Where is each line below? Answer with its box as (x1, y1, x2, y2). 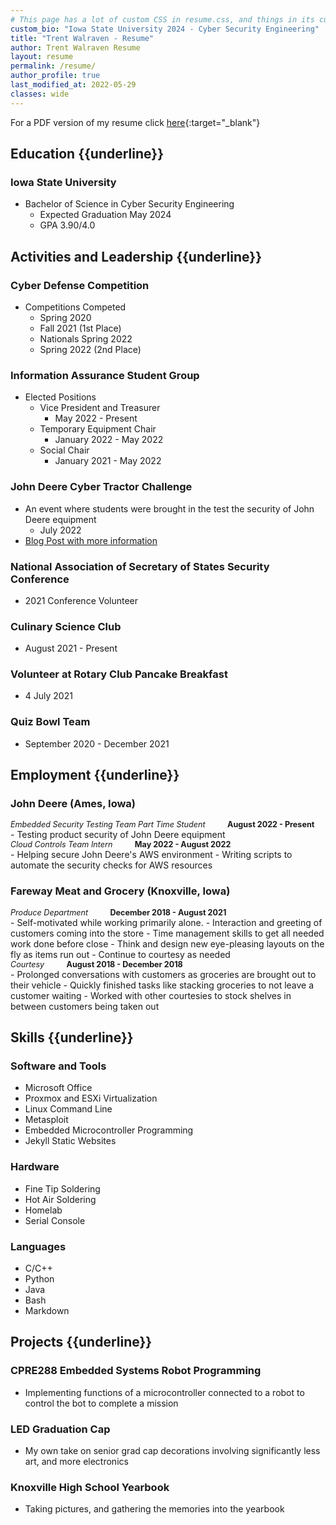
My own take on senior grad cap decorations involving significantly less (24, 1445, 321, 1457)
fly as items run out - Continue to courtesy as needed (10, 948, 231, 960)
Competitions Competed (24, 301, 127, 313)
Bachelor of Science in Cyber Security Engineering (24, 198, 235, 210)
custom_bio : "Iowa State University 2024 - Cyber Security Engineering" (10, 24, 320, 34)
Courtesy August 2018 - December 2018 (10, 959, 183, 970)
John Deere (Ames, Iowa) (10, 797, 137, 811)
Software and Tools (10, 1059, 107, 1073)
